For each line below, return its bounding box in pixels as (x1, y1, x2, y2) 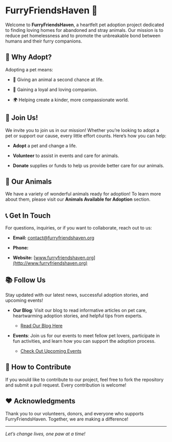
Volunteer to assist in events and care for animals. (12, 152, 119, 159)
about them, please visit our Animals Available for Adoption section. (5, 196, 151, 202)
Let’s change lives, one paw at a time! (5, 431, 85, 437)
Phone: (12, 245, 29, 251)
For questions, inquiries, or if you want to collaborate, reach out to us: (5, 225, 152, 231)
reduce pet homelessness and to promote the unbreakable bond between (5, 32, 161, 39)
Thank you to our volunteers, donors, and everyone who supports (5, 410, 144, 416)
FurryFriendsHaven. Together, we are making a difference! (5, 416, 128, 422)
